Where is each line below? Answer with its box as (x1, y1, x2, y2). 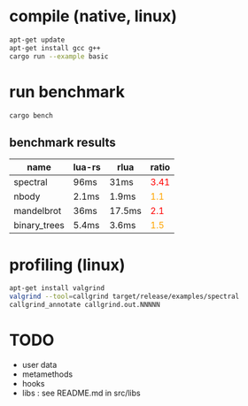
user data (21, 359, 58, 370)
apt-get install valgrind (9, 284, 105, 293)
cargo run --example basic (9, 51, 109, 61)
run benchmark (9, 81, 126, 102)
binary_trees (13, 219, 65, 232)
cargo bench (9, 111, 53, 120)
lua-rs (73, 161, 101, 173)
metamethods (21, 369, 74, 379)
